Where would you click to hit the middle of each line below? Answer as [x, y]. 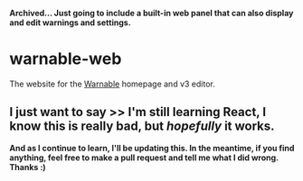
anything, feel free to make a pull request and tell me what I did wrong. [144, 158]
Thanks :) [28, 167]
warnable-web [66, 59]
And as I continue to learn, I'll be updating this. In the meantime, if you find [152, 148]
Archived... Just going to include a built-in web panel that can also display [151, 13]
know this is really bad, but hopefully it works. [142, 127]
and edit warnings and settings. [70, 23]
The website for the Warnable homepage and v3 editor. [112, 84]
